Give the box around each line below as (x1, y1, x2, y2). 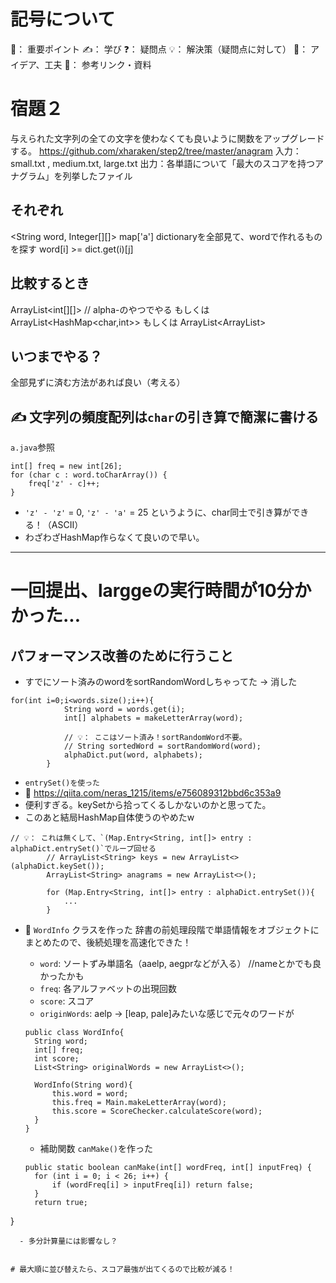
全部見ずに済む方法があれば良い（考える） (10, 376, 186, 389)
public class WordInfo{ (24, 1028, 125, 1038)
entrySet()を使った (24, 778, 100, 789)
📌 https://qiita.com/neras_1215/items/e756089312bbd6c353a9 (24, 787, 282, 799)
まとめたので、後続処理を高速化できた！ (24, 936, 192, 949)
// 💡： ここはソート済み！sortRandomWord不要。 (63, 733, 247, 743)
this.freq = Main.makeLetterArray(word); (51, 1098, 227, 1108)
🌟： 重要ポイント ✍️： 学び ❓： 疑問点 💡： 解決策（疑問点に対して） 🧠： (10, 43, 309, 55)
